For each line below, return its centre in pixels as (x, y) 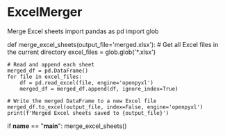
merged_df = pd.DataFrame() (48, 71)
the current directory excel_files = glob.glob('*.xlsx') (82, 52)
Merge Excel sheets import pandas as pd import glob (83, 31)
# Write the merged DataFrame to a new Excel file (82, 101)
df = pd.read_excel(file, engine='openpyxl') (87, 83)
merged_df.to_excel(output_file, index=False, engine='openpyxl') (105, 107)
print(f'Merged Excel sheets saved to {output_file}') (88, 113)
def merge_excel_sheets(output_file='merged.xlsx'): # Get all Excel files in (113, 44)
